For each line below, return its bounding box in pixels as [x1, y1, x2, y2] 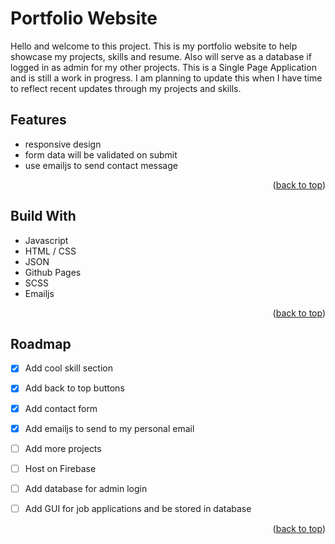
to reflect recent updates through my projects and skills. [10, 82, 242, 94]
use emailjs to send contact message [24, 159, 178, 171]
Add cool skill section [24, 362, 114, 374]
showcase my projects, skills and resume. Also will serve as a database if [10, 50, 312, 62]
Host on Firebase [24, 462, 97, 474]
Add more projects [24, 442, 102, 454]
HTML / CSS [24, 245, 77, 257]
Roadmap [10, 335, 72, 352]
